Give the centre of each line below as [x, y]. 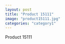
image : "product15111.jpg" [33, 19]
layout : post [18, 10]
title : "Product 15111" [30, 14]
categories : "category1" [31, 23]
